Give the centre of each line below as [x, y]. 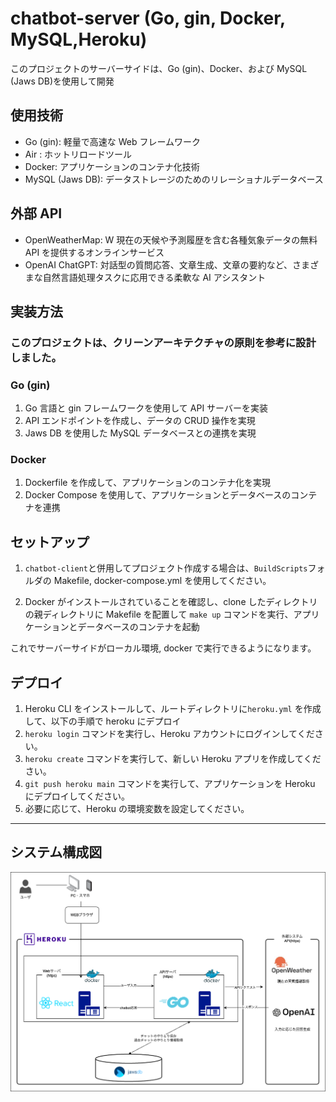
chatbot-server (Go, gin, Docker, [148, 18]
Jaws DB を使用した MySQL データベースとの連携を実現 [140, 433]
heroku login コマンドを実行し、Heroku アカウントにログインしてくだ [169, 734]
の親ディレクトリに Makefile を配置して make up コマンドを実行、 [159, 614]
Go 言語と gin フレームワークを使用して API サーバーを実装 [146, 408]
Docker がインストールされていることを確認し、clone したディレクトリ [171, 602]
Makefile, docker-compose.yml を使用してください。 [162, 581]
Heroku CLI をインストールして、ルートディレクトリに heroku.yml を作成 [173, 709]
